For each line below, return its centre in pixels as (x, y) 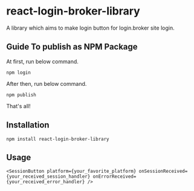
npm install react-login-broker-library (58, 139)
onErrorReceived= (115, 176)
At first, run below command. (42, 61)
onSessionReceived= (163, 171)
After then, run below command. (47, 83)
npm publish (21, 95)
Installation (28, 125)
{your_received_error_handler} (46, 182)
